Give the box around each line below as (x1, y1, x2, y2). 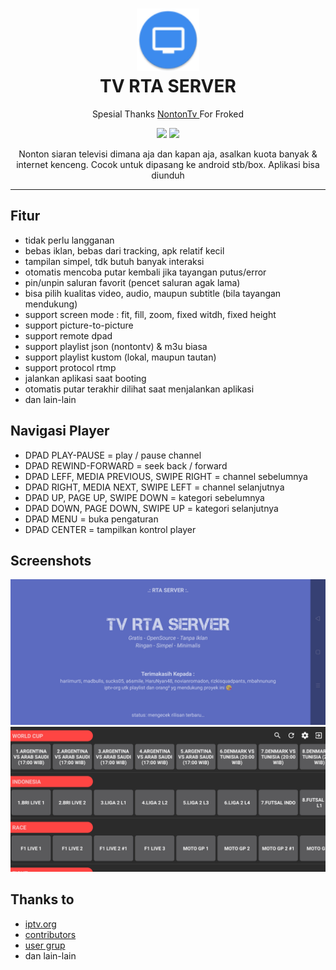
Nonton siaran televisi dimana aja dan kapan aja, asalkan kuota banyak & (18, 148, 318, 160)
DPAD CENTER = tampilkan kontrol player (24, 523, 197, 535)
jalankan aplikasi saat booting (24, 372, 147, 384)
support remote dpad (24, 329, 113, 342)
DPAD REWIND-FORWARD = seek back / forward (24, 459, 228, 472)
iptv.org (24, 918, 57, 930)
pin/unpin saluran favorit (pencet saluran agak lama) (24, 276, 241, 288)
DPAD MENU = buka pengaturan (24, 513, 159, 525)
